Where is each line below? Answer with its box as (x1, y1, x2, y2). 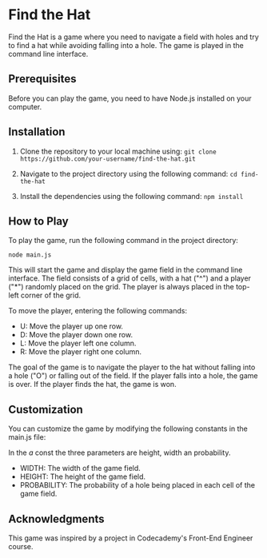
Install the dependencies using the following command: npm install (19, 191, 244, 201)
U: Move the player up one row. (19, 321, 124, 331)
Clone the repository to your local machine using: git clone (19, 146, 217, 156)
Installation (8, 126, 66, 139)
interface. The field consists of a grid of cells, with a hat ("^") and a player (8, 273, 252, 283)
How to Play (8, 214, 70, 228)
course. (8, 542, 34, 551)
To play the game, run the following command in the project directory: (8, 236, 238, 245)
